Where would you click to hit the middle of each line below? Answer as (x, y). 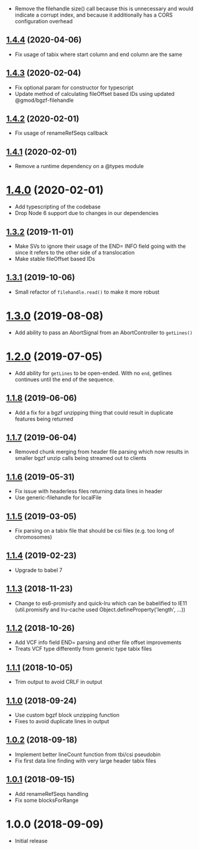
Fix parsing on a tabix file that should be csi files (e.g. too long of (94, 530)
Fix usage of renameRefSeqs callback (61, 133)
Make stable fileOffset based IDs (55, 259)
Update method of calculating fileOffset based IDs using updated (94, 94)
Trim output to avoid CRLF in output (58, 682)
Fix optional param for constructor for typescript (74, 87)
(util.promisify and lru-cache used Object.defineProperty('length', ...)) (100, 609)
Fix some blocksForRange (47, 800)
